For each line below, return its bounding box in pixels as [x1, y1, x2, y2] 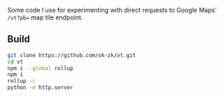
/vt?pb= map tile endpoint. [7, 13, 83, 22]
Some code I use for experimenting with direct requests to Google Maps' [7, 6, 217, 14]
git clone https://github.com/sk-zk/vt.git [7, 51, 136, 58]
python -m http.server [7, 84, 73, 91]
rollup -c [7, 78, 36, 85]
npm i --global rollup [7, 65, 73, 72]
